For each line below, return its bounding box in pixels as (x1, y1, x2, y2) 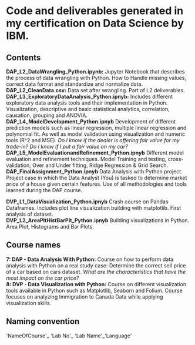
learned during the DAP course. (6, 187, 83, 193)
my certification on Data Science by (6, 16, 184, 30)
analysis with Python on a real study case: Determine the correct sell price (6, 262, 186, 269)
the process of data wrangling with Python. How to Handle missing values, (6, 75, 187, 81)
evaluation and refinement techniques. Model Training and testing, (6, 156, 167, 162)
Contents (6, 52, 41, 62)
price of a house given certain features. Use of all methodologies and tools (6, 180, 187, 187)
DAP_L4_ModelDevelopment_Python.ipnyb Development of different (6, 118, 176, 125)
